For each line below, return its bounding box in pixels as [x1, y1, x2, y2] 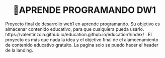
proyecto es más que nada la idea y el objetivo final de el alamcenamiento [5, 37, 158, 43]
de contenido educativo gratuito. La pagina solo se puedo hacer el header [5, 42, 158, 48]
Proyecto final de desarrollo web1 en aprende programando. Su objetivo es [5, 21, 160, 27]
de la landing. [5, 47, 34, 53]
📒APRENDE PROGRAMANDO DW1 [13, 4, 156, 16]
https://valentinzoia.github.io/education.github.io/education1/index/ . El [5, 31, 152, 37]
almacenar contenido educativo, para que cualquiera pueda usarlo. [5, 26, 144, 32]
